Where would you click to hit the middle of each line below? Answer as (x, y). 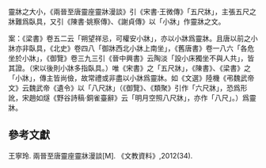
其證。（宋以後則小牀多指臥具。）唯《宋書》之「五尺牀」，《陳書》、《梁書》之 (129, 68)
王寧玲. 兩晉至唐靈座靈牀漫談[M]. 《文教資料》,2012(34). (101, 155)
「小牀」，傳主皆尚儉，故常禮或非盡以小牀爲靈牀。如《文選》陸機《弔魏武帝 (131, 78)
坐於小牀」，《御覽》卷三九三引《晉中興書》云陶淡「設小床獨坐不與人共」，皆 (131, 58)
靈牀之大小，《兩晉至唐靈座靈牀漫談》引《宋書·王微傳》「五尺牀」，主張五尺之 (133, 11)
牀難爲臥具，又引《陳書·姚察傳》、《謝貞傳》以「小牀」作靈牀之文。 (117, 21)
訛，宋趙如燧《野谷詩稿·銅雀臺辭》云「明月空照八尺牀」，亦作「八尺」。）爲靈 (133, 98)
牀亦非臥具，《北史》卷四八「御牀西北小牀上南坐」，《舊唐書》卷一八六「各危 (131, 48)
